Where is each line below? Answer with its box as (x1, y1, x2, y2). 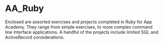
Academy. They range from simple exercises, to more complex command (5, 24, 153, 29)
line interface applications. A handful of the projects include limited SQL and (5, 29, 159, 35)
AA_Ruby (5, 3, 44, 14)
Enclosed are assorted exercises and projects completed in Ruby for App (5, 19, 152, 25)
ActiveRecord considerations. (5, 34, 65, 40)
